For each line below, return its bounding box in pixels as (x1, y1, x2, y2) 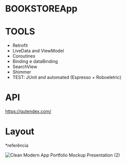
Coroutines (12, 53, 35, 59)
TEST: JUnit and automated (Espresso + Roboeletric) (12, 74, 121, 80)
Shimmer (12, 69, 31, 75)
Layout (5, 126, 34, 137)
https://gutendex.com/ (5, 108, 51, 114)
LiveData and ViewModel (12, 48, 64, 54)
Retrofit (12, 42, 28, 48)
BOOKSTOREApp (5, 3, 77, 14)
